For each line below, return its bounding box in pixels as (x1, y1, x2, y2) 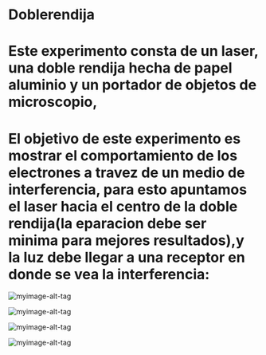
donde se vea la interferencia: (8, 265, 210, 283)
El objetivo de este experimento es (8, 129, 241, 148)
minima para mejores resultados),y (8, 231, 244, 249)
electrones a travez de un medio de (8, 164, 245, 181)
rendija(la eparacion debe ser (8, 214, 207, 232)
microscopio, (8, 93, 98, 111)
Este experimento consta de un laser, (8, 42, 259, 61)
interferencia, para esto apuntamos (8, 180, 248, 199)
